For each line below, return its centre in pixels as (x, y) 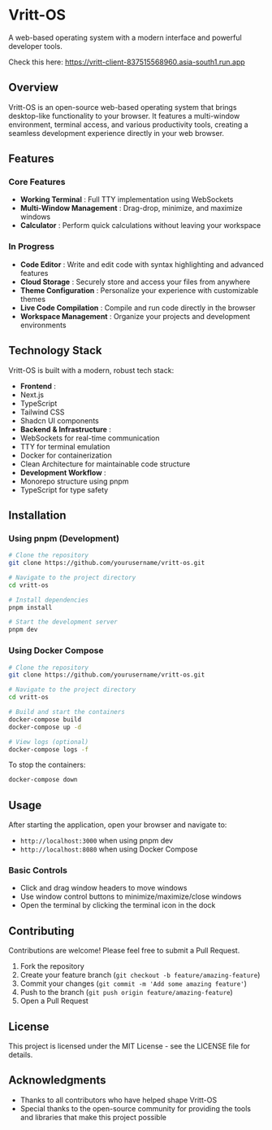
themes (33, 299)
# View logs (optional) (49, 742)
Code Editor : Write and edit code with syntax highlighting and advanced (142, 264)
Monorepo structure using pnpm (74, 481)
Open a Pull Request (54, 1001)
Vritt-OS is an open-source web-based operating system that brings (123, 107)
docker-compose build (45, 719)
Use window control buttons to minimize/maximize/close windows (131, 896)
